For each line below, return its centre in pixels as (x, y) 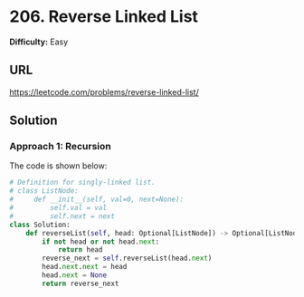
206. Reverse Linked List (104, 17)
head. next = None (74, 275)
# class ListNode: (44, 191)
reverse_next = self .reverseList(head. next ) (127, 259)
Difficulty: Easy (39, 42)
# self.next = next (62, 216)
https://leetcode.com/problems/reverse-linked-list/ (104, 91)
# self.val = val (58, 208)
